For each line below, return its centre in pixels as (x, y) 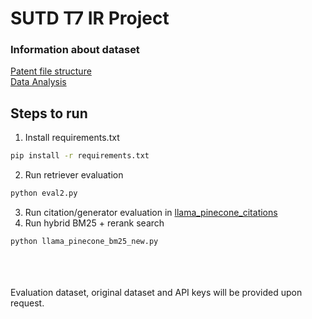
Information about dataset (75, 50)
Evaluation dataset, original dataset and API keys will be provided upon (156, 292)
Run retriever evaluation (74, 175)
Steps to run (49, 113)
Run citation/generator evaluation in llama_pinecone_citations (151, 213)
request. (27, 303)
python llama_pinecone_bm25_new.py (84, 242)
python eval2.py (44, 193)
